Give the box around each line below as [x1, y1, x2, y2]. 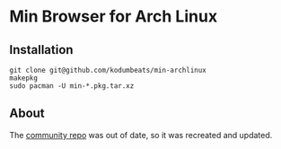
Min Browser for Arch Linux [9, 6, 218, 27]
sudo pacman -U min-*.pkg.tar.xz [9, 82, 135, 91]
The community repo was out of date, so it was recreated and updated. [9, 129, 273, 140]
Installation [9, 42, 74, 57]
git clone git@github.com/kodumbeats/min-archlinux [9, 66, 206, 74]
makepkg [9, 74, 39, 83]
